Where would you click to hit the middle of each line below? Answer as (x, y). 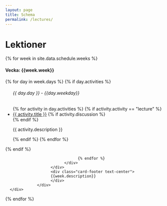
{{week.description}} (73, 176)
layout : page (19, 10)
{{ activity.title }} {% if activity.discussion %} (59, 114)
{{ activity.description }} (37, 129)
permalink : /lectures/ (29, 19)
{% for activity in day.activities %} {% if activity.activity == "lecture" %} (87, 109)
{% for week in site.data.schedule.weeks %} (51, 58)
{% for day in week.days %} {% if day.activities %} (58, 81)
